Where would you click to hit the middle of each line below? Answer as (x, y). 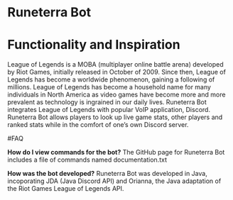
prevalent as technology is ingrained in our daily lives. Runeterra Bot (107, 102)
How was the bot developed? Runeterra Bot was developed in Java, (107, 174)
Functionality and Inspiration (94, 45)
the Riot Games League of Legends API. (66, 189)
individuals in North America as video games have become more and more (116, 95)
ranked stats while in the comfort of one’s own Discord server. (98, 125)
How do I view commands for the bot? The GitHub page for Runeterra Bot (116, 152)
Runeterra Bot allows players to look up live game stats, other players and (115, 117)
